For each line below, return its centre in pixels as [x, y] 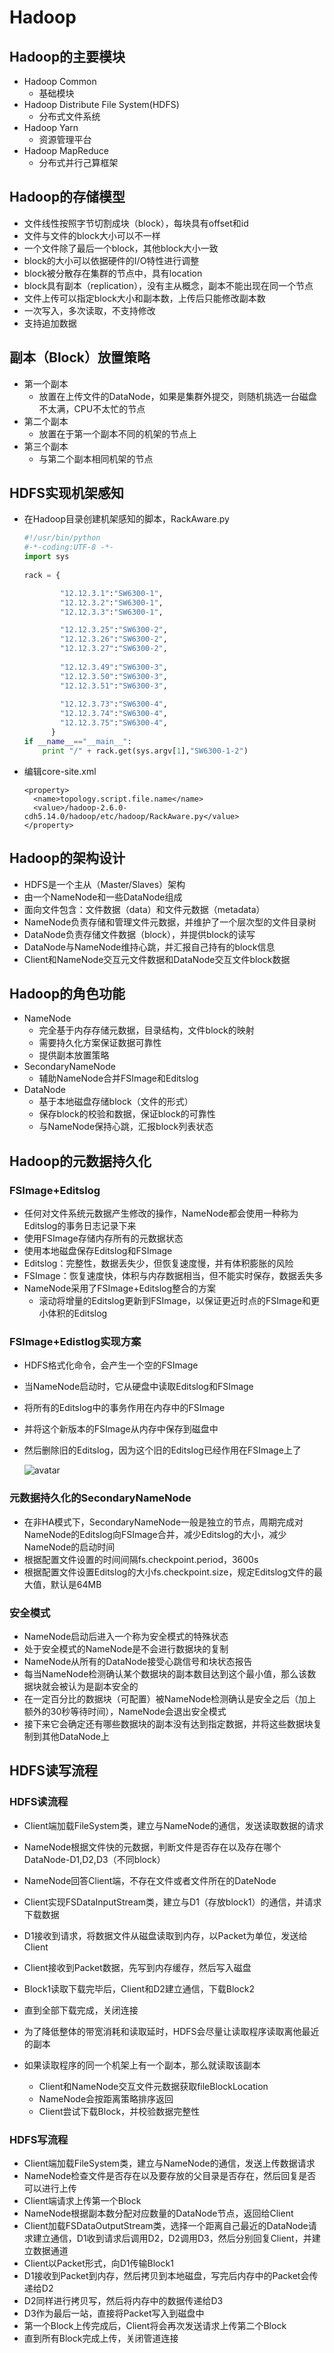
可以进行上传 [50, 2188]
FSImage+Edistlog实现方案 [75, 1341]
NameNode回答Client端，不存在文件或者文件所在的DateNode [150, 1880]
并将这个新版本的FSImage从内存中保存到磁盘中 [121, 1429]
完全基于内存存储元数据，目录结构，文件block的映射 [146, 1030]
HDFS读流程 [39, 1802]
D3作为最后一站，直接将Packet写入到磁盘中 [114, 2313]
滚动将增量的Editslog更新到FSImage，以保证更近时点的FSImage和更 [179, 1300]
